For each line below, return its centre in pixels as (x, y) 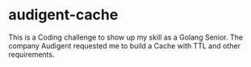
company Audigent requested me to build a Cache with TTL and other (124, 45)
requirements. (31, 54)
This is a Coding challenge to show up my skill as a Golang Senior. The (126, 37)
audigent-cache (63, 15)
